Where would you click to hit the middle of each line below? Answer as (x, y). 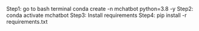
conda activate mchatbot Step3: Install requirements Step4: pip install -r (96, 15)
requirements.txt (27, 22)
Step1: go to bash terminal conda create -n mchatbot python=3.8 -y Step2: (100, 9)
